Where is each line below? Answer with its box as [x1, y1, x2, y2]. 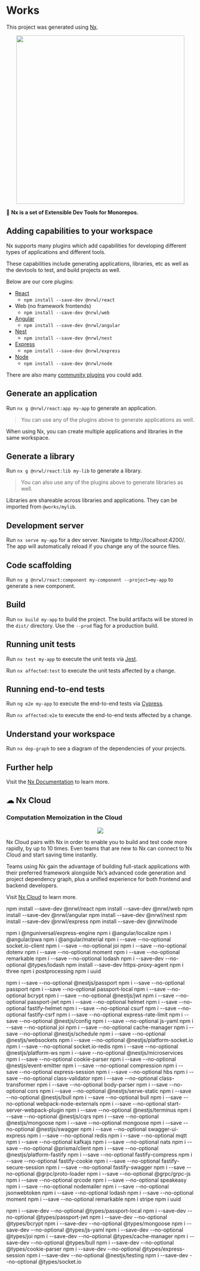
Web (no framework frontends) [14, 302, 91, 309]
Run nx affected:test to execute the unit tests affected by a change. [6, 667, 176, 674]
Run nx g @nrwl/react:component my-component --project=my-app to [6, 576, 174, 583]
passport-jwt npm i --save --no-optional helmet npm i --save [27, 998, 178, 1005]
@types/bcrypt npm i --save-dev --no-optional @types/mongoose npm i [6, 1219, 186, 1227]
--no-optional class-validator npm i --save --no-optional [19, 1075, 158, 1082]
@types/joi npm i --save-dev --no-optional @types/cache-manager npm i [6, 1232, 188, 1240]
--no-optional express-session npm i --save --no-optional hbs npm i [19, 1068, 188, 1075]
